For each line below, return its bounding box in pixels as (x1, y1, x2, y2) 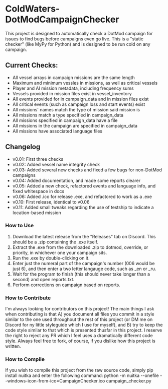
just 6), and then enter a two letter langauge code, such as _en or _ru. (12, 266, 156, 272)
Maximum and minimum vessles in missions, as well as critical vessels (12, 80, 158, 86)
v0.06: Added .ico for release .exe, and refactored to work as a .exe (12, 193, 152, 200)
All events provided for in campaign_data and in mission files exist (12, 96, 149, 102)
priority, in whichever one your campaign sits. (12, 249, 107, 255)
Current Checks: (5, 61, 59, 70)
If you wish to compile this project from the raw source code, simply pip (5, 367, 154, 373)
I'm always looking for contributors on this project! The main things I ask (5, 306, 154, 312)
